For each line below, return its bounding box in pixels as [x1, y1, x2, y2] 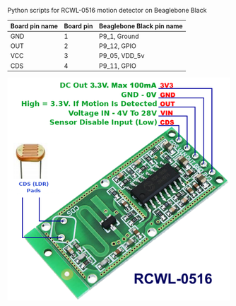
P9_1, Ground [98, 32, 139, 40]
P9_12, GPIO [98, 42, 136, 50]
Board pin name [10, 21, 59, 30]
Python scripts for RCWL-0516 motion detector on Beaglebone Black [7, 6, 207, 14]
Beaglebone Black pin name [98, 21, 183, 30]
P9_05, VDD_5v [98, 52, 145, 60]
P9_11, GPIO [98, 61, 136, 70]
